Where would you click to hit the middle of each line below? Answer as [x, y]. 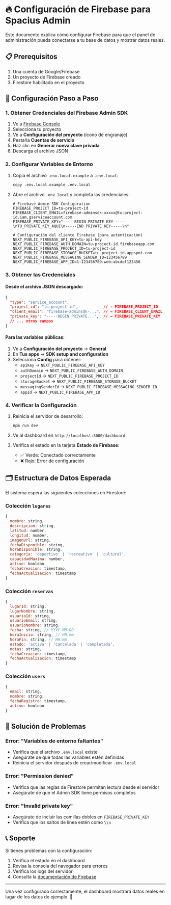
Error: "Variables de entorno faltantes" [54, 741]
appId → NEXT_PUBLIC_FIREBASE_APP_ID [60, 392]
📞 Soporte [20, 839]
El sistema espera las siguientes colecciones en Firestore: [66, 493]
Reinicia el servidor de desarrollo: [48, 416]
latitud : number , [28, 530]
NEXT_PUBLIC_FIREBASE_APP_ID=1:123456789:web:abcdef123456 [77, 262]
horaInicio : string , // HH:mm [42, 635]
